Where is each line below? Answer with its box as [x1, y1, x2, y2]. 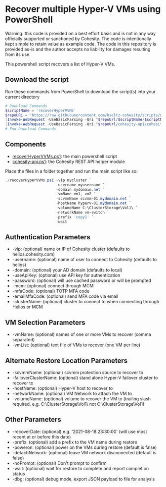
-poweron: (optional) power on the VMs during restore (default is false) [12, 444, 157, 450]
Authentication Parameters [5, 233, 90, 241]
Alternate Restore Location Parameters [5, 356, 128, 365]
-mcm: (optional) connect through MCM [12, 283, 94, 289]
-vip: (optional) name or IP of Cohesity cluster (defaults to [12, 246, 130, 252]
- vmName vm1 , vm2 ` [56, 192, 96, 197]
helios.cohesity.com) [12, 251, 55, 257]
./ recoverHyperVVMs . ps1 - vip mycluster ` [5, 177, 92, 183]
